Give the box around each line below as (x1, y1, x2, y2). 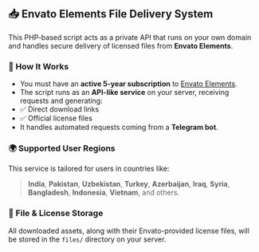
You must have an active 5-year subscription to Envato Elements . (19, 79, 237, 89)
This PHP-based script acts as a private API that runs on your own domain (8, 32, 252, 42)
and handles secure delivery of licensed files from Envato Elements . (8, 41, 233, 50)
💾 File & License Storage (8, 207, 104, 219)
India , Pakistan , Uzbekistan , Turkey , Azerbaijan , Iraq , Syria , (27, 179, 230, 189)
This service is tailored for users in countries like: (8, 163, 170, 174)
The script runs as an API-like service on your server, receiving (19, 88, 230, 97)
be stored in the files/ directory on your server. (8, 234, 167, 244)
